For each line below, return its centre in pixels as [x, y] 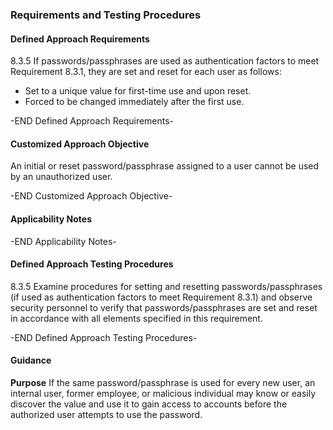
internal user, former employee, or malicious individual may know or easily [163, 393]
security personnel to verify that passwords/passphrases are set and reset [164, 307]
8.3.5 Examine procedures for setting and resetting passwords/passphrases [166, 286]
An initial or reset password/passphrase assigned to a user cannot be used [165, 166]
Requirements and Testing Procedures [106, 15]
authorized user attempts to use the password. [106, 414]
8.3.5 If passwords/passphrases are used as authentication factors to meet [165, 61]
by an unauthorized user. [61, 177]
